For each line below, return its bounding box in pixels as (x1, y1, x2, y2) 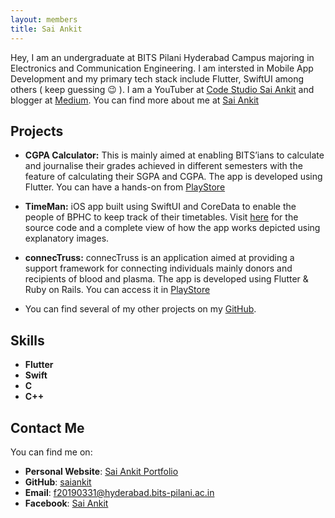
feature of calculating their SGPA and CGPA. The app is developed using (24, 171, 323, 183)
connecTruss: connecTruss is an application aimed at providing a (24, 252, 295, 264)
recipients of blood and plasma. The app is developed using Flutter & (24, 273, 309, 285)
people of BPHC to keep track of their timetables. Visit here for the (24, 211, 299, 223)
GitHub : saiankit (24, 476, 92, 488)
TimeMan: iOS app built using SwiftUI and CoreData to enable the (24, 201, 297, 213)
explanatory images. (24, 232, 110, 245)
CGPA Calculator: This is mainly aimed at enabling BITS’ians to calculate (24, 149, 325, 161)
